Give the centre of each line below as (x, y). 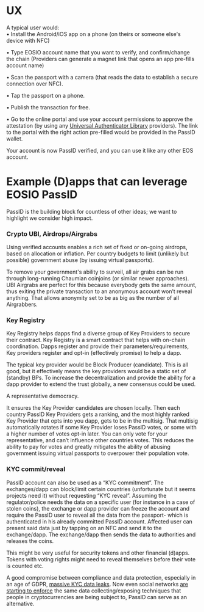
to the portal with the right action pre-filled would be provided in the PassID (101, 132)
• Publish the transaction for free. (48, 107)
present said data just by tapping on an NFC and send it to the (84, 528)
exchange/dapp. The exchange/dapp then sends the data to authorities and (101, 534)
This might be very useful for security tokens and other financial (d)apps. (98, 553)
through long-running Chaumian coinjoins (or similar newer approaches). (98, 279)
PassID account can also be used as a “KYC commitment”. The (85, 483)
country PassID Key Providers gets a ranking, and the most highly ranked (98, 414)
